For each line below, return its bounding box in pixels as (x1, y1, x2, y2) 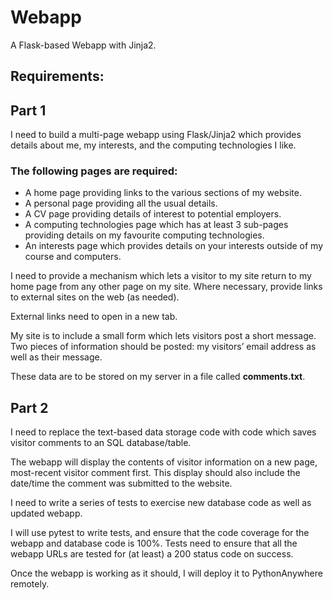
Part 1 (10, 102, 47, 119)
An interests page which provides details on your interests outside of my (24, 240, 324, 252)
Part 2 (10, 399, 49, 416)
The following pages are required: (10, 164, 178, 178)
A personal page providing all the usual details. (24, 197, 218, 210)
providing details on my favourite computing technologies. (24, 229, 265, 241)
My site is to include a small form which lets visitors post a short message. (10, 330, 317, 342)
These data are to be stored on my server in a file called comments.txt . (10, 371, 306, 383)
